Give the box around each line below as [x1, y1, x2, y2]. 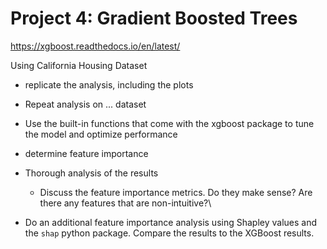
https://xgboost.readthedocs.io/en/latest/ [10, 40, 181, 52]
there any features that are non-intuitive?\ [39, 197, 212, 209]
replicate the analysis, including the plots [24, 78, 194, 91]
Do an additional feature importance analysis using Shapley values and [24, 216, 318, 228]
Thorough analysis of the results [24, 167, 159, 179]
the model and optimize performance [24, 128, 178, 140]
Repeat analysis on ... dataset [24, 98, 147, 110]
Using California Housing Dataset [10, 59, 148, 71]
